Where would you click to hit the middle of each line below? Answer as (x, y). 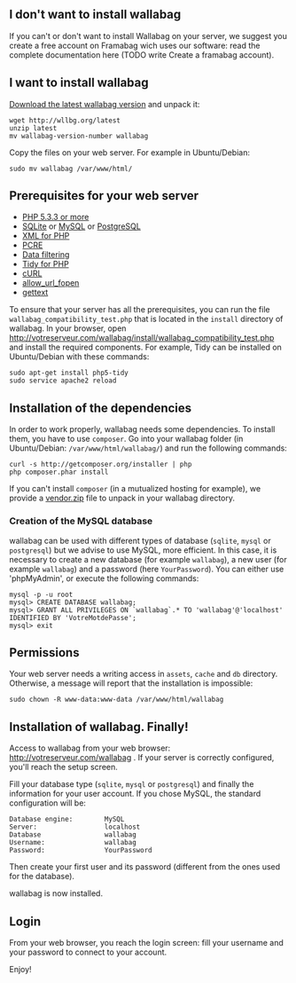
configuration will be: (48, 803)
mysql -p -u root (41, 594)
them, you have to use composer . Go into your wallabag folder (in (126, 439)
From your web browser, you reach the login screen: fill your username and (146, 942)
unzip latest (33, 128)
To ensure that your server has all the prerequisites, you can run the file (140, 310)
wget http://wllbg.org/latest (65, 120)
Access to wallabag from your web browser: (90, 748)
